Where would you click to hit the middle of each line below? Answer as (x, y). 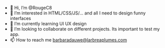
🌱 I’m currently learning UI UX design (48, 23)
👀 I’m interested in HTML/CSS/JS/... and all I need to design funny (78, 13)
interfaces (20, 18)
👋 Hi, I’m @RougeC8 (31, 8)
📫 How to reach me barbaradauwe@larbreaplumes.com (68, 40)
